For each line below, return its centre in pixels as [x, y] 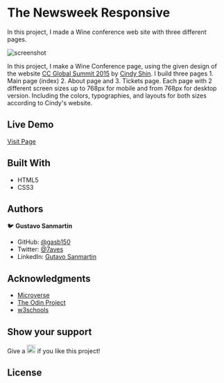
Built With [29, 163]
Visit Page [21, 141]
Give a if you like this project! [54, 351]
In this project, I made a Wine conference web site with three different [107, 32]
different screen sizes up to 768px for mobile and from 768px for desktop [112, 88]
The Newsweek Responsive [89, 13]
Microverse [33, 295]
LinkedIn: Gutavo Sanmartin [57, 257]
